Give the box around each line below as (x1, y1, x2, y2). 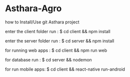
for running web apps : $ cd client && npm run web (5, 47, 107, 53)
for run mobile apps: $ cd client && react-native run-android (5, 66, 125, 72)
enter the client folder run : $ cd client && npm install (5, 28, 111, 34)
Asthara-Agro (5, 3, 62, 14)
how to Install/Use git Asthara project (5, 19, 79, 25)
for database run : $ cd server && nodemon (5, 57, 92, 62)
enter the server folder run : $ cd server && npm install (5, 38, 114, 44)
